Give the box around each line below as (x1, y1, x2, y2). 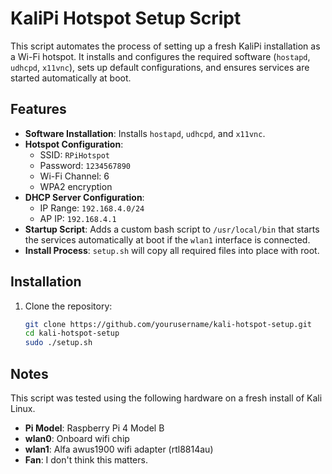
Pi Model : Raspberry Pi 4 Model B (24, 422, 165, 434)
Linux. (10, 403, 36, 414)
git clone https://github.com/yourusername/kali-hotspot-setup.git (24, 319, 312, 329)
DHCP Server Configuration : (24, 191, 145, 203)
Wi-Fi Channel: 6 (39, 170, 110, 182)
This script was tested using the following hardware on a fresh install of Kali (10, 392, 323, 404)
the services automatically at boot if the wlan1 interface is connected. (24, 233, 311, 246)
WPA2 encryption (39, 180, 113, 192)
